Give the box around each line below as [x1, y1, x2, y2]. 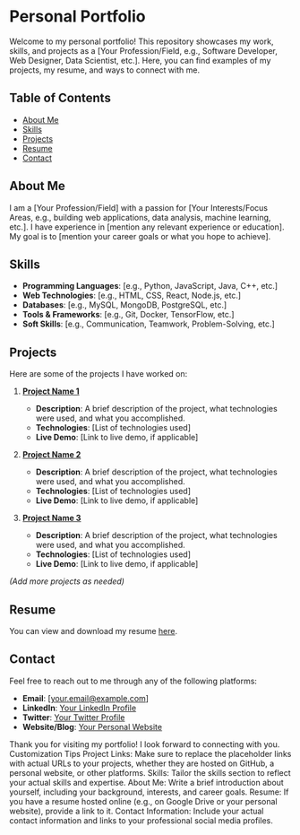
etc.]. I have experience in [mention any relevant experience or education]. [9, 222, 285, 232]
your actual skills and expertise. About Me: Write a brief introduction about [9, 777, 284, 787]
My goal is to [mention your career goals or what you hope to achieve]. [9, 230, 271, 241]
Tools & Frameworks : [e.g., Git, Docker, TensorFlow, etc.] [21, 309, 235, 320]
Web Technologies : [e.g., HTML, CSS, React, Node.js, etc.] [21, 290, 242, 301]
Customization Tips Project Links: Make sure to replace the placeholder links [9, 748, 292, 759]
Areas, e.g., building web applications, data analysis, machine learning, [9, 212, 271, 222]
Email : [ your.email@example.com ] [21, 692, 150, 703]
